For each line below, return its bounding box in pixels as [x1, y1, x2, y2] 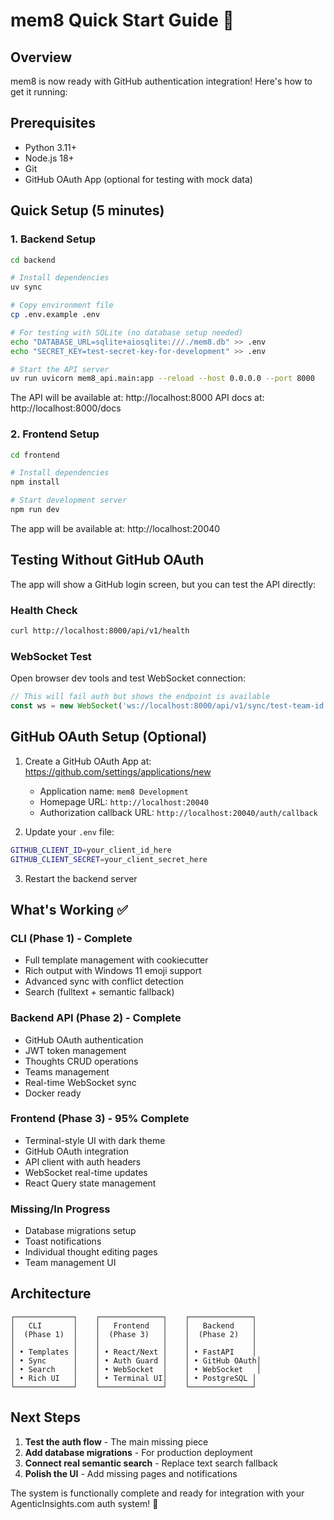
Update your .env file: [24, 825, 115, 838]
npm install [10, 477, 60, 488]
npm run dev [10, 505, 60, 515]
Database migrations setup [24, 1225, 137, 1237]
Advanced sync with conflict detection [24, 975, 184, 988]
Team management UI [24, 1257, 117, 1269]
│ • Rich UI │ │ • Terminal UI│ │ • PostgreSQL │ [10, 1373, 257, 1383]
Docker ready [24, 1087, 82, 1099]
